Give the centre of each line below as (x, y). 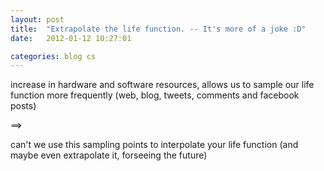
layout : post (37, 19)
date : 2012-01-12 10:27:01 (71, 38)
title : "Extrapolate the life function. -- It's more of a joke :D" (158, 29)
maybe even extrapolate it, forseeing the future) (109, 155)
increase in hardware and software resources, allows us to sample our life (162, 85)
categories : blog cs (53, 56)
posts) (23, 106)
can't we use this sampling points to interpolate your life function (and (154, 145)
